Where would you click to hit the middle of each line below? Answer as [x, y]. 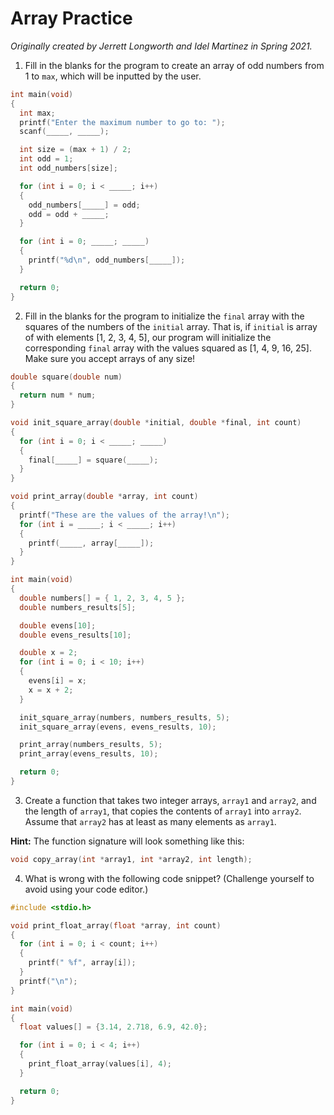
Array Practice [71, 18]
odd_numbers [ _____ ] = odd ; [84, 205]
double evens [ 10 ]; [58, 625]
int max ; [37, 113]
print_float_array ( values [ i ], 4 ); [100, 1064]
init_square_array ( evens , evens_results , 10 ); [118, 727]
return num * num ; [58, 395]
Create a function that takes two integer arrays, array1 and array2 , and [170, 800]
